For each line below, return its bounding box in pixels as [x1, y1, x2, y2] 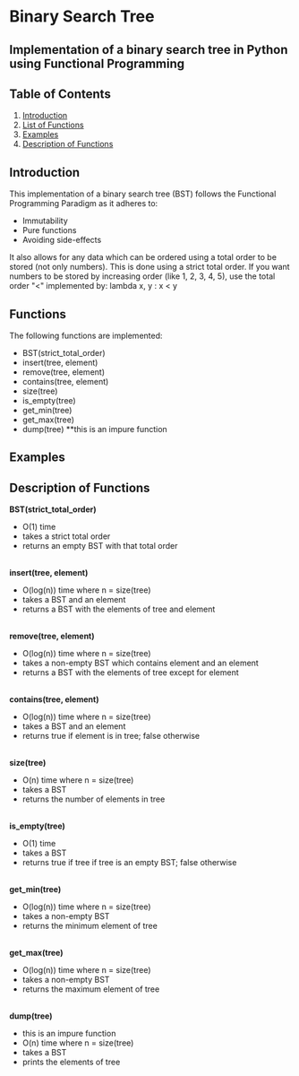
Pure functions [21, 225, 77, 236]
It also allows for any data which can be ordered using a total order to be [9, 252, 278, 263]
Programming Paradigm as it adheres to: [9, 198, 158, 209]
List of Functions [21, 119, 84, 131]
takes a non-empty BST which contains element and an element [21, 657, 260, 669]
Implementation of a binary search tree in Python [9, 42, 288, 57]
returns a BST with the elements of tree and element [21, 603, 216, 615]
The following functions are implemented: [9, 330, 163, 342]
